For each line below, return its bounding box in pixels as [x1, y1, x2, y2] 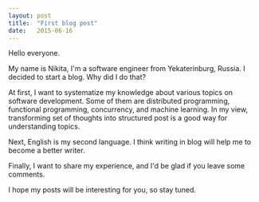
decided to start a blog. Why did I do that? [8, 73, 146, 82]
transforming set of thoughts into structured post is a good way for [8, 113, 228, 123]
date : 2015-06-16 [8, 26, 73, 34]
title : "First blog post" [8, 19, 98, 27]
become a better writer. [8, 145, 85, 156]
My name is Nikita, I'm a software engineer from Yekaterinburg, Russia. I [8, 64, 245, 73]
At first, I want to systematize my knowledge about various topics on [8, 88, 233, 97]
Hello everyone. [8, 49, 61, 58]
